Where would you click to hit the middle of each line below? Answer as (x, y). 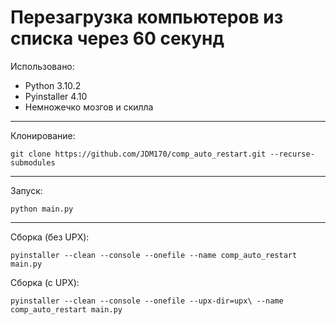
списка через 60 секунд (117, 38)
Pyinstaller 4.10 (56, 96)
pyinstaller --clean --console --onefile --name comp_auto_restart (154, 255)
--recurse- (292, 154)
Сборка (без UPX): (50, 237)
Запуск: (26, 190)
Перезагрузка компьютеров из (147, 17)
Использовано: (42, 66)
